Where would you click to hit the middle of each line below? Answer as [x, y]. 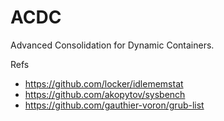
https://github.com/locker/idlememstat [104, 83]
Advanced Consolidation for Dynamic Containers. [112, 45]
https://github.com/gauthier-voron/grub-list [114, 105]
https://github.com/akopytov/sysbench [105, 94]
